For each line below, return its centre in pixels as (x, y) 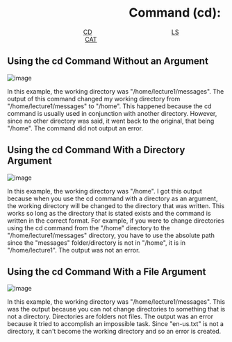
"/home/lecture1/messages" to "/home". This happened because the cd (109, 106)
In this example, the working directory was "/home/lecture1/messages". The (116, 91)
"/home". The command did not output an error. (75, 128)
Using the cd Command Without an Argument (108, 61)
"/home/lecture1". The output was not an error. (74, 250)
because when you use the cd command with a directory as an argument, (113, 198)
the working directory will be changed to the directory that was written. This (116, 205)
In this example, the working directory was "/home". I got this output (105, 191)
